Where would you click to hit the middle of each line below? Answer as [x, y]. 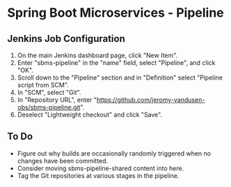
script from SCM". [43, 85]
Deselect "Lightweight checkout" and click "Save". [89, 114]
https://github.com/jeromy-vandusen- [151, 100]
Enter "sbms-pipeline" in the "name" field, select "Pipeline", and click [116, 63]
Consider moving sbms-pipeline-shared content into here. [101, 168]
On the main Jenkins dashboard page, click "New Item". [97, 55]
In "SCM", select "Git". [49, 92]
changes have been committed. [63, 160]
